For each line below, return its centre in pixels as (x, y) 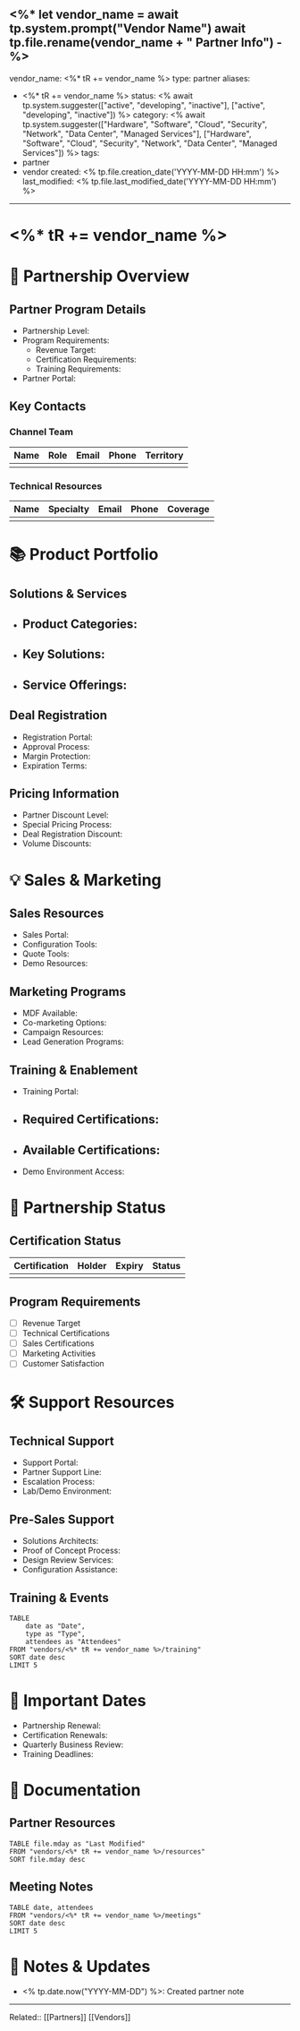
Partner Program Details (78, 309)
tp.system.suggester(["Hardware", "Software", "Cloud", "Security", (145, 124)
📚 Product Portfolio (84, 555)
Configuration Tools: (60, 945)
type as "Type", (56, 1633)
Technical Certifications (66, 1333)
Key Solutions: (63, 654)
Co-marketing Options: (64, 1023)
